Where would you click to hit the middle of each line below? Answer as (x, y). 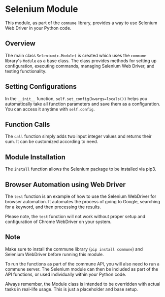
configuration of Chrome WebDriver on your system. (58, 222)
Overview (20, 44)
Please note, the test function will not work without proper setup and (75, 216)
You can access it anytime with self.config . (50, 109)
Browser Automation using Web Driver (66, 184)
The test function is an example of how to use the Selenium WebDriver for (81, 196)
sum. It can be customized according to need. (52, 142)
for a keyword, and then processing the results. (53, 207)
